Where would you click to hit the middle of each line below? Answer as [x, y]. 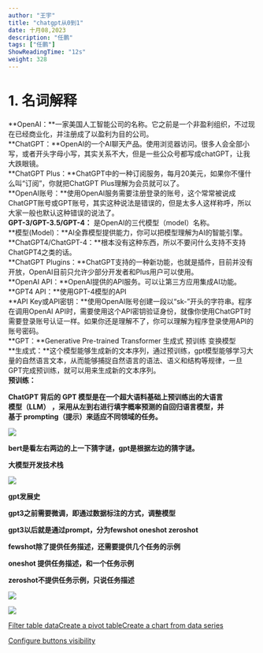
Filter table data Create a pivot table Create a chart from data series [116, 625]
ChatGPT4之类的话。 [42, 252]
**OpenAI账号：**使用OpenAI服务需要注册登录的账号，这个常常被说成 [122, 193]
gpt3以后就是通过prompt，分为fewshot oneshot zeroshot [103, 529]
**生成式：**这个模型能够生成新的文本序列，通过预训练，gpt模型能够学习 [127, 351]
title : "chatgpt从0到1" [46, 23]
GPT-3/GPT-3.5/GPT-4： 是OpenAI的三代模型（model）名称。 [111, 222]
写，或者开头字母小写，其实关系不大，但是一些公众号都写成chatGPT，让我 [129, 154]
